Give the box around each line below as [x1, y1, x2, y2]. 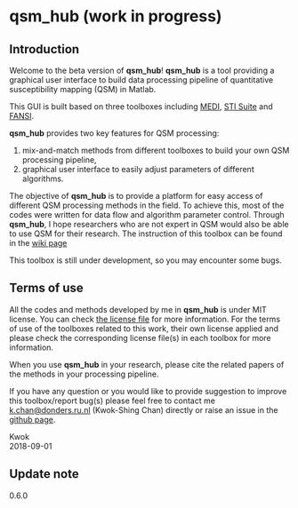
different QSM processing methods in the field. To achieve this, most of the [9, 200, 285, 210]
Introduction [9, 42, 80, 57]
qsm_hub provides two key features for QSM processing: [9, 128, 220, 139]
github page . [9, 414, 56, 425]
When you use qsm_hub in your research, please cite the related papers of [9, 359, 285, 369]
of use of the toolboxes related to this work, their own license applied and [9, 322, 278, 334]
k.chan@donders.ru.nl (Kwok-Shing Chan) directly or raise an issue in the [9, 404, 278, 415]
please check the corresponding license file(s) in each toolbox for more [9, 332, 271, 343]
